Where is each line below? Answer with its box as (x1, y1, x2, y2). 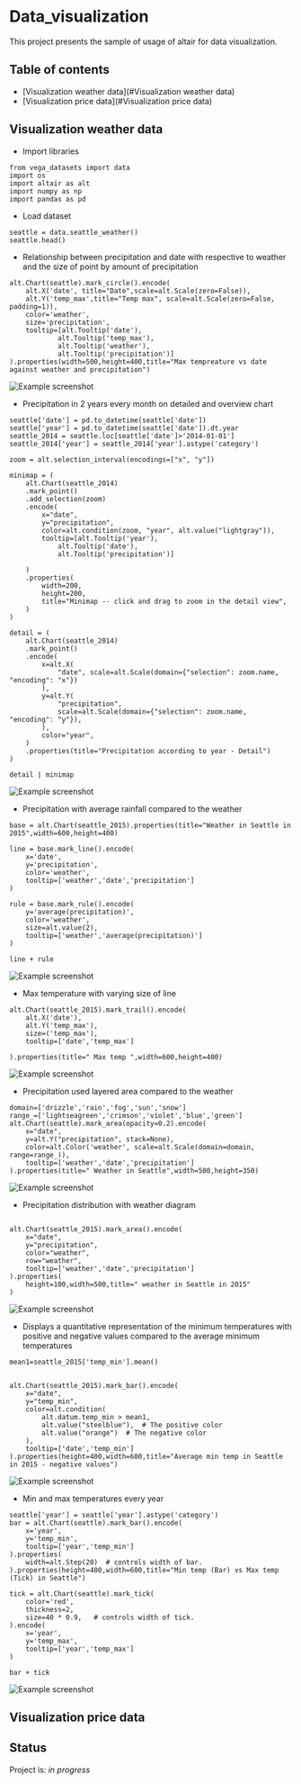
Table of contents (9, 62, 110, 77)
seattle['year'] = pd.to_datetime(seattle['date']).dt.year (9, 423, 240, 433)
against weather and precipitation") (9, 365, 151, 374)
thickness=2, (25, 1605, 75, 1614)
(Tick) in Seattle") (9, 1573, 87, 1582)
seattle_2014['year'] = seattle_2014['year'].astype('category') (9, 439, 259, 448)
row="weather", (25, 1256, 83, 1266)
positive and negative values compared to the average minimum (22, 1330, 261, 1341)
